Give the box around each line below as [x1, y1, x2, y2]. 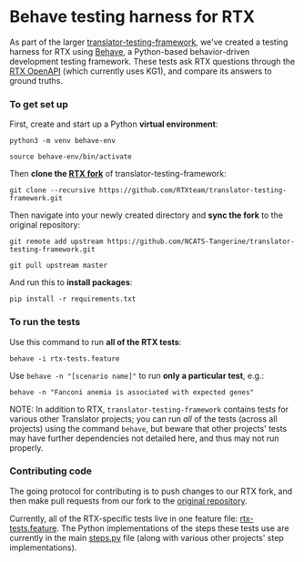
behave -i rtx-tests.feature [9, 353, 120, 363]
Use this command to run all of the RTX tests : [9, 336, 182, 347]
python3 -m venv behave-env [9, 137, 117, 146]
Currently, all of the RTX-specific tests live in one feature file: [9, 513, 238, 524]
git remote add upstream [9, 237, 104, 247]
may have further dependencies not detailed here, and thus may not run [9, 433, 279, 444]
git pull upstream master [9, 261, 107, 271]
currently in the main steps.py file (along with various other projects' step [9, 532, 284, 543]
